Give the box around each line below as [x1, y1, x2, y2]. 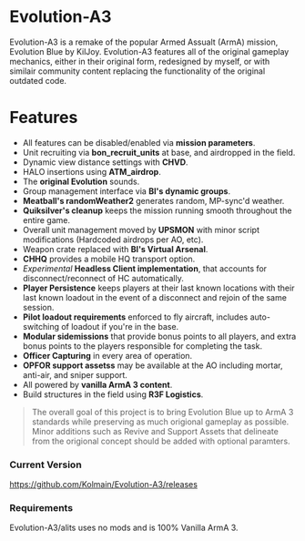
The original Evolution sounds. [22, 176, 140, 187]
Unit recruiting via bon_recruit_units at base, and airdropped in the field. [22, 147, 296, 158]
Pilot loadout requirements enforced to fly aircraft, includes [22, 311, 249, 322]
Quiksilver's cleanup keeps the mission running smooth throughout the [22, 205, 292, 216]
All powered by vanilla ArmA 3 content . [22, 379, 173, 390]
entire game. [22, 214, 71, 225]
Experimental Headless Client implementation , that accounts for [22, 262, 267, 274]
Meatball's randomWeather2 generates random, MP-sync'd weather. [22, 195, 285, 206]
